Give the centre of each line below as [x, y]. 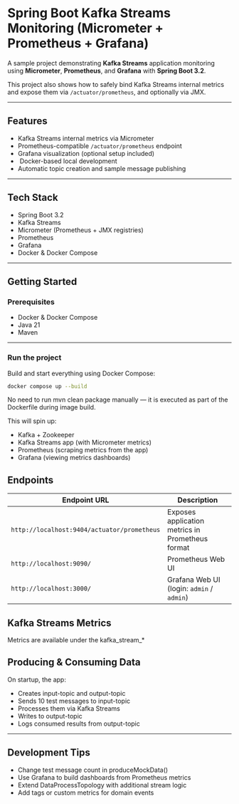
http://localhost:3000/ [51, 589]
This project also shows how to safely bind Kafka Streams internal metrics [116, 84]
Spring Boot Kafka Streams [89, 13]
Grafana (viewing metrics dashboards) [74, 458]
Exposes [181, 512]
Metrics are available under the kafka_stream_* [76, 640]
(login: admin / [190, 589]
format [178, 548]
